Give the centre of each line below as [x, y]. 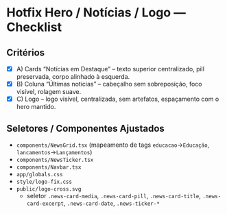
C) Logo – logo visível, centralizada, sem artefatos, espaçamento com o [118, 99]
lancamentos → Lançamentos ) [54, 152]
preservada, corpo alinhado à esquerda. [73, 77]
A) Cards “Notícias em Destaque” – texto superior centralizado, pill [110, 69]
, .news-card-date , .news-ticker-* [112, 203]
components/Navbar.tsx [49, 167]
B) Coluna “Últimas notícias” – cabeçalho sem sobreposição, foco [109, 84]
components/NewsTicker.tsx [55, 160]
